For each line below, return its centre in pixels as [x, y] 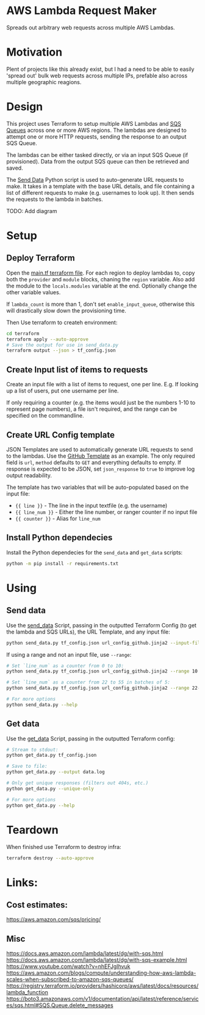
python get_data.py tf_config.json [52, 755]
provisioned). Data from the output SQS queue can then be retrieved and [98, 161]
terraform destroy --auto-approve [50, 858]
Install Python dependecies [59, 538]
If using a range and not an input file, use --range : [69, 654]
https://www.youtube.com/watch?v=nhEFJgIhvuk [68, 966]
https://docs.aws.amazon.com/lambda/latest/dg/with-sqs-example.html [97, 960]
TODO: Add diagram [32, 211]
